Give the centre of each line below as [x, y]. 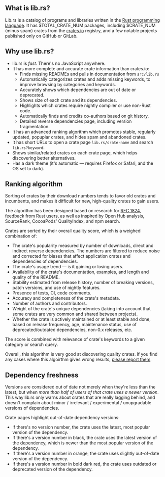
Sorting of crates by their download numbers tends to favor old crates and [81, 196]
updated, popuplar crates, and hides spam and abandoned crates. [79, 137]
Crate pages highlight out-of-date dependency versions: [62, 418]
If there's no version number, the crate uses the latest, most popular [81, 427]
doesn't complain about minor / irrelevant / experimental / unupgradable [78, 403]
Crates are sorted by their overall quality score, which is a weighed [73, 231]
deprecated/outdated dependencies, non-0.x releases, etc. [72, 330]
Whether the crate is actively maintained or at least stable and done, [82, 319]
